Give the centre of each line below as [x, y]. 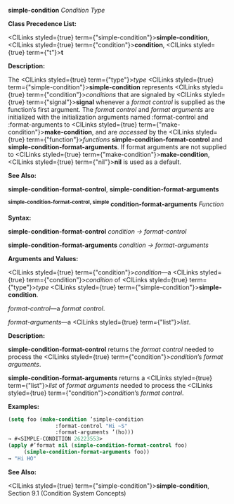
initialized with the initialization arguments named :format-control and [108, 117]
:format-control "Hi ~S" [92, 426]
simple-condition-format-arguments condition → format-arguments [109, 245]
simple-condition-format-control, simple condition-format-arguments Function [116, 203]
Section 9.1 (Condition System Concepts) [67, 493]
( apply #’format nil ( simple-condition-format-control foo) [98, 446]
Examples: [24, 406]
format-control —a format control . [57, 308]
